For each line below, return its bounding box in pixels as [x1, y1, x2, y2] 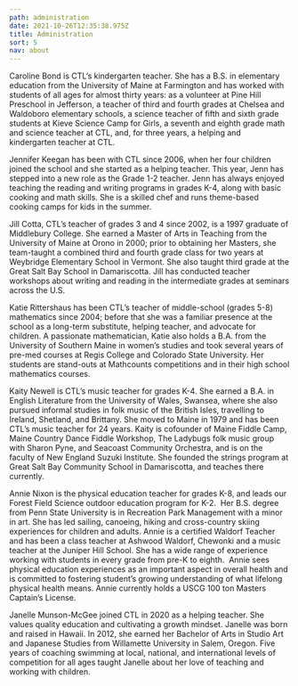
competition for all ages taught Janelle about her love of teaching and [9, 657, 264, 668]
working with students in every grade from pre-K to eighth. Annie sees [9, 554, 270, 566]
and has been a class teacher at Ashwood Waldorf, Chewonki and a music [9, 535, 281, 546]
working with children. [9, 666, 91, 677]
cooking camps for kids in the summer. [9, 201, 152, 212]
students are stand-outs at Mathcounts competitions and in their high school [9, 359, 290, 370]
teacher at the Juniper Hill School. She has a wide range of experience [9, 545, 269, 556]
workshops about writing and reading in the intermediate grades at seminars [9, 275, 290, 286]
